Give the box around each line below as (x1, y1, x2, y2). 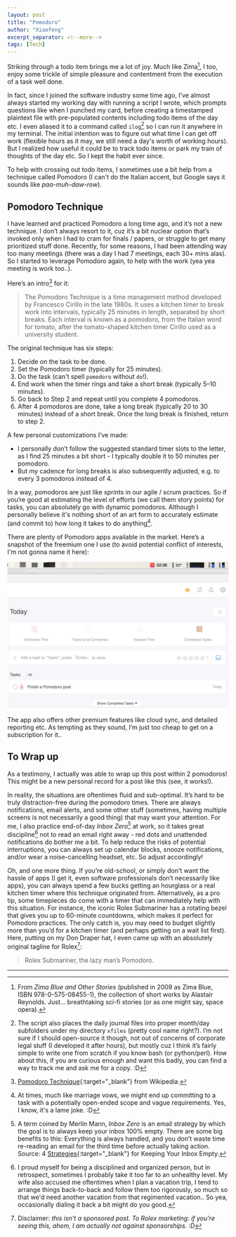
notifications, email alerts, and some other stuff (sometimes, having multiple (7, 805, 227, 814)
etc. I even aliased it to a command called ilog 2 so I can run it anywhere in (7, 120, 223, 130)
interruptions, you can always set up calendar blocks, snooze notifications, (7, 845, 224, 854)
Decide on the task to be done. (17, 357, 107, 366)
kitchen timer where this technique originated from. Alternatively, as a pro (7, 888, 221, 897)
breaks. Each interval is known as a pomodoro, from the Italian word (24, 315, 222, 323)
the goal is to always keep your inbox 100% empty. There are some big (17, 1127, 223, 1135)
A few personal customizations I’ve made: (7, 430, 129, 439)
